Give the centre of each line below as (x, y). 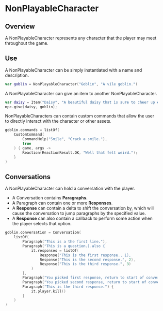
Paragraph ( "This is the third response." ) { (68, 287)
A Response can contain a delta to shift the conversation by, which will (83, 208)
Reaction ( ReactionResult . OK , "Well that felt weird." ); (80, 153)
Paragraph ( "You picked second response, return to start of (84, 282)
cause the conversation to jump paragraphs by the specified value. (79, 213)
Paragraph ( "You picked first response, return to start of (83, 278)
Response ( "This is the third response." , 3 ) (85, 264)
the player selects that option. (42, 224)
